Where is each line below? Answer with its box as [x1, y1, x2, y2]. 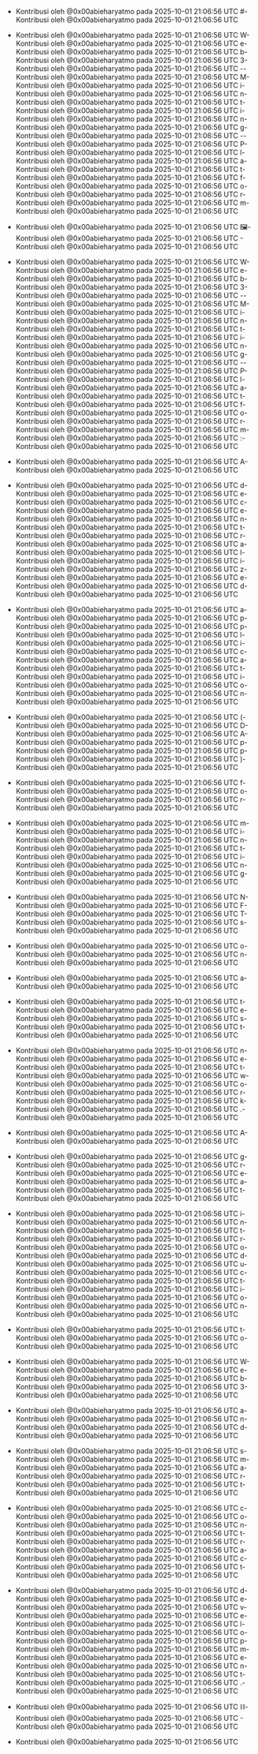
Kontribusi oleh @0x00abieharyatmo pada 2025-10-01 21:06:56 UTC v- [15, 1603, 248, 1612]
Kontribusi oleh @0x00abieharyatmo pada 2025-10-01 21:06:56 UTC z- [15, 564, 248, 574]
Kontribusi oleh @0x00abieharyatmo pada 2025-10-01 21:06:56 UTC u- [15, 1259, 248, 1269]
